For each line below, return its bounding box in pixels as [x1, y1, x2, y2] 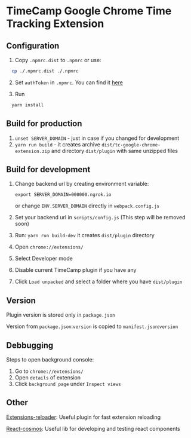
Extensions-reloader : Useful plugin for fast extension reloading [6, 414, 161, 421]
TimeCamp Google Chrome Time [6, 4, 172, 18]
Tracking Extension [6, 17, 104, 30]
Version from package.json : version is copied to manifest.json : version [6, 323, 178, 330]
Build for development [6, 164, 91, 174]
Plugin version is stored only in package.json [6, 311, 115, 318]
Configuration [6, 41, 60, 51]
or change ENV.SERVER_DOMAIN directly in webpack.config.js [14, 202, 160, 210]
